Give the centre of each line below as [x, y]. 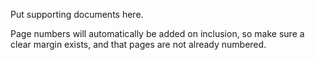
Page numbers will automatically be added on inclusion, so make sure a [157, 33]
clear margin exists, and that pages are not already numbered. [138, 44]
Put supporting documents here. [77, 14]
